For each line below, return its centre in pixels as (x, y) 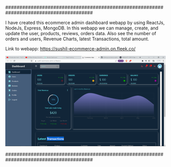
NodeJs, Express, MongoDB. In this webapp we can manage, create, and (82, 28)
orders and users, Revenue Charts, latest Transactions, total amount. (77, 39)
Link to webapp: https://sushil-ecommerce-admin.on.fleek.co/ (70, 49)
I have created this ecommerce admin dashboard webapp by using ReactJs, (85, 23)
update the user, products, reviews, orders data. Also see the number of (81, 33)
